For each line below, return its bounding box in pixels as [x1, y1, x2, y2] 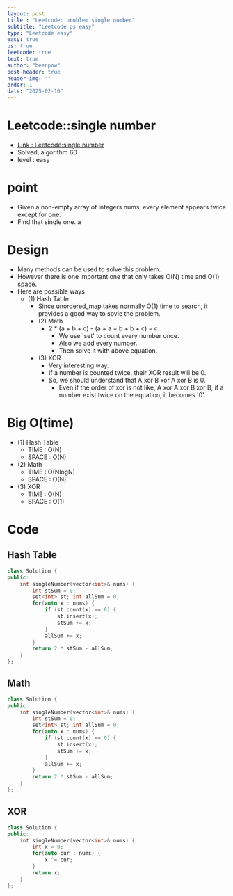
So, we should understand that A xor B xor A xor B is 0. [48, 376, 206, 384]
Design [7, 242, 49, 258]
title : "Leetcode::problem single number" [7, 17, 136, 24]
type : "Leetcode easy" [7, 29, 73, 37]
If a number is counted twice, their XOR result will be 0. [48, 368, 207, 376]
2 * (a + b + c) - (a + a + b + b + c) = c [48, 324, 159, 333]
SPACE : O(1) [27, 497, 65, 505]
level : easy [17, 156, 50, 164]
